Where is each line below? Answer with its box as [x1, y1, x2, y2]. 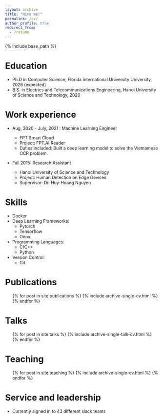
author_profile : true [5, 21, 49, 26]
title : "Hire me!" [5, 12, 42, 17]
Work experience [5, 109, 77, 120]
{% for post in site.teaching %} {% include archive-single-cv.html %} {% [12, 370, 159, 376]
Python [19, 249, 34, 255]
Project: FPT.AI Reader [19, 140, 65, 146]
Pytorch [19, 223, 36, 229]
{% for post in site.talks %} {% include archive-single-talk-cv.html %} [12, 331, 152, 337]
